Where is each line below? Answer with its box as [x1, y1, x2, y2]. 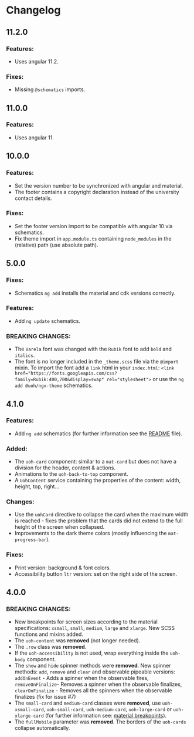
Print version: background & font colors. [14, 564, 111, 571]
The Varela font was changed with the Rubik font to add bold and [14, 345, 172, 353]
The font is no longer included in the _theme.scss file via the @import [14, 358, 179, 365]
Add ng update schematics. [14, 317, 81, 324]
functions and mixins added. [14, 631, 84, 638]
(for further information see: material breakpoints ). [45, 712, 167, 719]
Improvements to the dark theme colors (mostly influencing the [14, 530, 167, 537]
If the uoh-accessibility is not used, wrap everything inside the [14, 649, 169, 656]
